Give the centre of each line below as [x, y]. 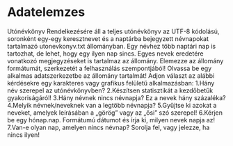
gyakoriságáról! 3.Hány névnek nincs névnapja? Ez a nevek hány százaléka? [116, 97]
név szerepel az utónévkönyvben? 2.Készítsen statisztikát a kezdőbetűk [110, 90]
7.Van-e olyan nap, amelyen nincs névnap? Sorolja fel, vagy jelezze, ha [109, 127]
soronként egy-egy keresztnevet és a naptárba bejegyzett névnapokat [108, 38]
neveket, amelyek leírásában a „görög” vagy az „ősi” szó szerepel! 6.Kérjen [115, 113]
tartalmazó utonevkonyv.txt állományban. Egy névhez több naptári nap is [112, 46]
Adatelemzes [46, 12]
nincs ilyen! [24, 135]
